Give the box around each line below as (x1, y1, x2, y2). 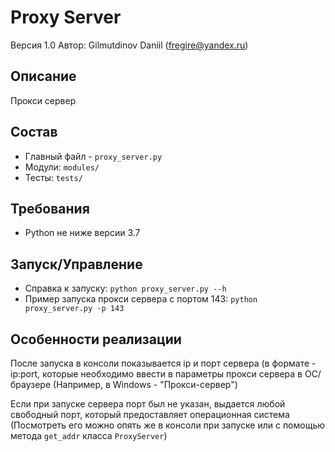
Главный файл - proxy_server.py (24, 150, 163, 162)
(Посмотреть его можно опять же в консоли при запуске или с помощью (10, 419, 326, 431)
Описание (10, 68, 77, 85)
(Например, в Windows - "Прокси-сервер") (53, 379, 238, 390)
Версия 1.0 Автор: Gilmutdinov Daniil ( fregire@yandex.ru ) (10, 39, 249, 51)
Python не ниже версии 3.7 (24, 227, 141, 239)
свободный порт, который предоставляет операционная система (10, 409, 290, 420)
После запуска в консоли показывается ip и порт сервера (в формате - (10, 357, 317, 369)
